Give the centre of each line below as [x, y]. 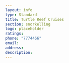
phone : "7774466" [23, 39]
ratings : [14, 34]
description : [19, 52]
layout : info [19, 10]
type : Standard [21, 15]
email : [12, 43]
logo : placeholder [24, 29]
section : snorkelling [28, 24]
